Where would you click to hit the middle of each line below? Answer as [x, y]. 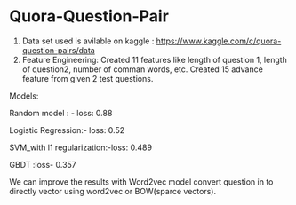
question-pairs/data [58, 50]
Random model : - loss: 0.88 [61, 113]
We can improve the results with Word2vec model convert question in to [141, 181]
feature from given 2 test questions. [88, 78]
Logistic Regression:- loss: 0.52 [67, 130]
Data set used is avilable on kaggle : [88, 41]
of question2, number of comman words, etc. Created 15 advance [143, 69]
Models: [24, 96]
